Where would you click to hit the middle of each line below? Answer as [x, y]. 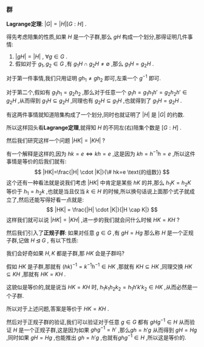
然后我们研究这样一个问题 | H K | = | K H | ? [56, 140]
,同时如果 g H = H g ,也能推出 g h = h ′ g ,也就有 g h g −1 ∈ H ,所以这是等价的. [96, 337]
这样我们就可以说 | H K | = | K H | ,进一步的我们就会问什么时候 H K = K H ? [93, 220]
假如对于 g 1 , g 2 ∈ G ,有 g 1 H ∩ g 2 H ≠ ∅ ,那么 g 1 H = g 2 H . [84, 65]
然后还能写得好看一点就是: [51, 200]
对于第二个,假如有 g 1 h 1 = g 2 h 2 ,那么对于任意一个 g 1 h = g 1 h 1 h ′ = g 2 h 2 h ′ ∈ [97, 93]
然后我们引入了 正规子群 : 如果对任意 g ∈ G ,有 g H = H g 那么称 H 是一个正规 [100, 233]
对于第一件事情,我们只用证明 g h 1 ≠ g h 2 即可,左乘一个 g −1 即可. [84, 78]
